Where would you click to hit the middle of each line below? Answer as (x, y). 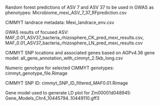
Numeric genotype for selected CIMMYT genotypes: (60, 68)
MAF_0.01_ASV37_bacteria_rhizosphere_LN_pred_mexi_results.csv (74, 43)
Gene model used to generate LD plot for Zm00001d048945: (68, 93)
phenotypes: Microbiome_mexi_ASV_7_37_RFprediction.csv (66, 13)
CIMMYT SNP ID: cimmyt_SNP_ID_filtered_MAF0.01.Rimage (67, 83)
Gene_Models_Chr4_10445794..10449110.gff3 (52, 98)
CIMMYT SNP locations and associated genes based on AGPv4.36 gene (80, 53)
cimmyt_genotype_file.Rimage (36, 73)
